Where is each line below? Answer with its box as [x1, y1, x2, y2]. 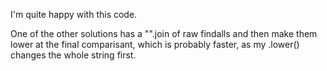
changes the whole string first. [10, 49, 137, 61]
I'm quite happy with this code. [10, 9, 138, 20]
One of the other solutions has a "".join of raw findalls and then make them [10, 28, 318, 39]
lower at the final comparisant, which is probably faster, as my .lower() [10, 39, 300, 50]
